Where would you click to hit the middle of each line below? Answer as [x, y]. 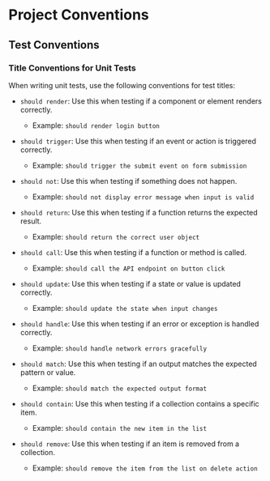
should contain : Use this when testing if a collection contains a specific [139, 403]
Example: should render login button [96, 125]
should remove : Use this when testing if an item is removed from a [130, 444]
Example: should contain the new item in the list [120, 428]
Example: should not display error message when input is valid [143, 197]
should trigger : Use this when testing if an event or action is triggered [138, 141]
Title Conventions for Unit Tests [72, 68]
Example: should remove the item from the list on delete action [145, 468]
